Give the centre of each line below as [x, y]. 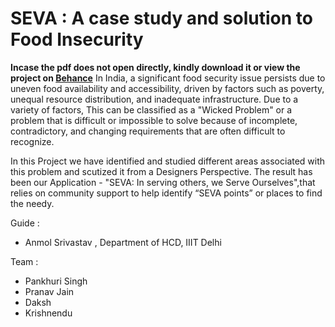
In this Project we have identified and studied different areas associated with [168, 161]
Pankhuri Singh [56, 281]
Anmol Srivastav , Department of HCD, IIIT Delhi [123, 242]
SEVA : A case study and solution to [161, 18]
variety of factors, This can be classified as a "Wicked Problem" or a [151, 109]
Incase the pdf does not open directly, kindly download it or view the [155, 67]
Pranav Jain [49, 291]
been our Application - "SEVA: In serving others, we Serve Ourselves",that [163, 182]
